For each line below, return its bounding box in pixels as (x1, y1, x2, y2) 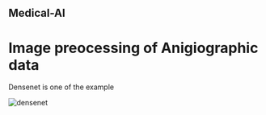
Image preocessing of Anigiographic (8, 39, 259, 57)
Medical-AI (8, 6, 66, 20)
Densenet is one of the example (8, 82, 115, 92)
